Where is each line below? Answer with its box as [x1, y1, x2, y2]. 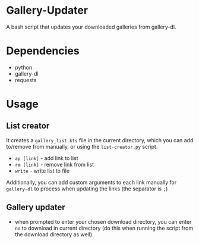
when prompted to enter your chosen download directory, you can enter [14, 218, 192, 225]
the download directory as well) [14, 230, 93, 238]
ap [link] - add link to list [14, 154, 78, 161]
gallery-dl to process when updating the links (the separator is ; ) [6, 185, 168, 192]
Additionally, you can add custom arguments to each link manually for [6, 179, 177, 186]
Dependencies [6, 44, 80, 58]
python [14, 64, 33, 71]
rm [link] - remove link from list [14, 161, 94, 168]
